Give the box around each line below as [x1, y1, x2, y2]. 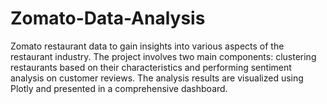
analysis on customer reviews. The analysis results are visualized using [10, 72, 304, 84]
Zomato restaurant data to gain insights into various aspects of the [10, 40, 285, 52]
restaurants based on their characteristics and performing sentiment [10, 61, 292, 73]
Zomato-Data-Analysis [10, 7, 206, 30]
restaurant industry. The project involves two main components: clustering [10, 50, 317, 62]
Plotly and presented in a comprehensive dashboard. [10, 82, 228, 94]
